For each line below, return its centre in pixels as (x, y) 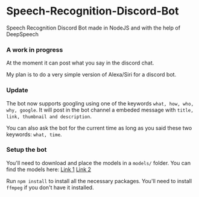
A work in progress (35, 49)
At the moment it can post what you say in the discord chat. (80, 63)
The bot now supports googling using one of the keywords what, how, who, (100, 103)
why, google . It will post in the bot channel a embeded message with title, (100, 110)
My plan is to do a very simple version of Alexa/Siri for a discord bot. (91, 75)
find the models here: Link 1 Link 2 (49, 169)
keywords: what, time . (34, 134)
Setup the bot (27, 150)
